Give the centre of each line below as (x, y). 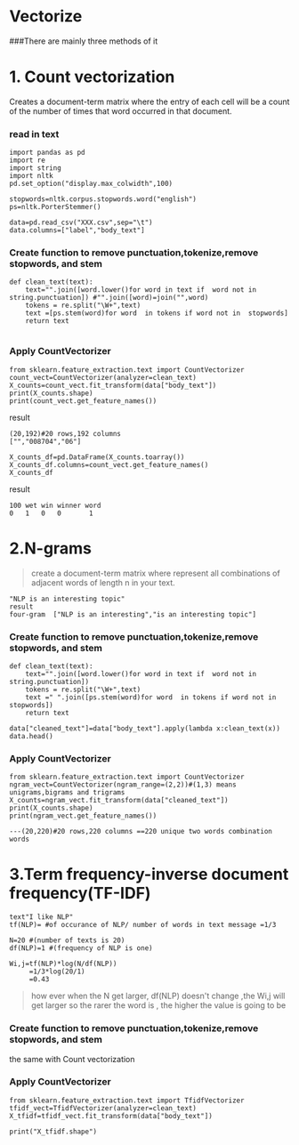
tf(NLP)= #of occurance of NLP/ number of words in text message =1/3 (143, 925)
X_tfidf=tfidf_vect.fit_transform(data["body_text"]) (111, 1116)
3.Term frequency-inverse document (149, 875)
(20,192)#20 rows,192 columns (65, 433)
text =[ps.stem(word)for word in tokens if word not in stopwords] (157, 313)
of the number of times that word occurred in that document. (121, 111)
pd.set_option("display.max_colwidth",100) (91, 184)
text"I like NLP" (41, 917)
